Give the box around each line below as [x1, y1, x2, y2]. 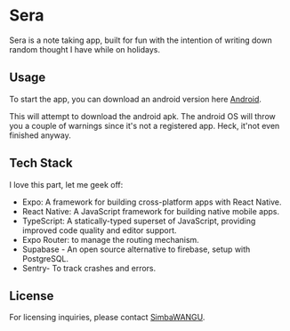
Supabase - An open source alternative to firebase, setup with [21, 244, 251, 254]
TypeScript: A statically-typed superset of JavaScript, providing [21, 215, 256, 226]
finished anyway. [9, 130, 71, 141]
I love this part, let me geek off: [9, 179, 124, 190]
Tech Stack [9, 156, 73, 171]
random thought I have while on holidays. [9, 44, 161, 54]
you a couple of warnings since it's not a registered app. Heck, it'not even [9, 120, 280, 131]
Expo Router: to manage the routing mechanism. [21, 234, 200, 245]
